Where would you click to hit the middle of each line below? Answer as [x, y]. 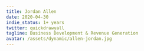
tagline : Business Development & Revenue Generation [72, 33]
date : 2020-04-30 [27, 17]
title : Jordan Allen [32, 11]
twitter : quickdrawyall [35, 28]
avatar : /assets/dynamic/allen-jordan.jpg [59, 39]
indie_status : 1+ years [35, 22]
